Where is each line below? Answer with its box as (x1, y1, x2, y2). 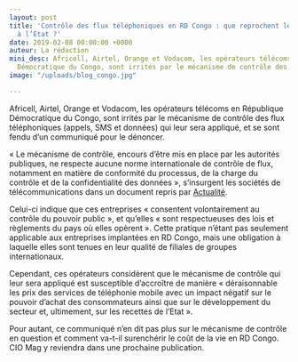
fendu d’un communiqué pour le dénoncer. (9, 131, 166, 142)
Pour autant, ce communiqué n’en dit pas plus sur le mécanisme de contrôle (9, 323, 287, 334)
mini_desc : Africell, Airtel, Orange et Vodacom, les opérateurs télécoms (9, 54, 292, 63)
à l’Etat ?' (17, 29, 62, 38)
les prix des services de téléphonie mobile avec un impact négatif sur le (9, 286, 272, 298)
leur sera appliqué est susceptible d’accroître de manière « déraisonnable (9, 278, 278, 288)
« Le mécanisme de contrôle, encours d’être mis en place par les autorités (9, 149, 280, 159)
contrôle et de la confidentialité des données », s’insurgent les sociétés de (9, 177, 281, 188)
